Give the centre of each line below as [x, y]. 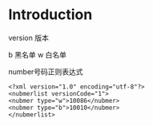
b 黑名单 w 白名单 [37, 54]
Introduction [50, 15]
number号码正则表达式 [46, 71]
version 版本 [29, 37]
